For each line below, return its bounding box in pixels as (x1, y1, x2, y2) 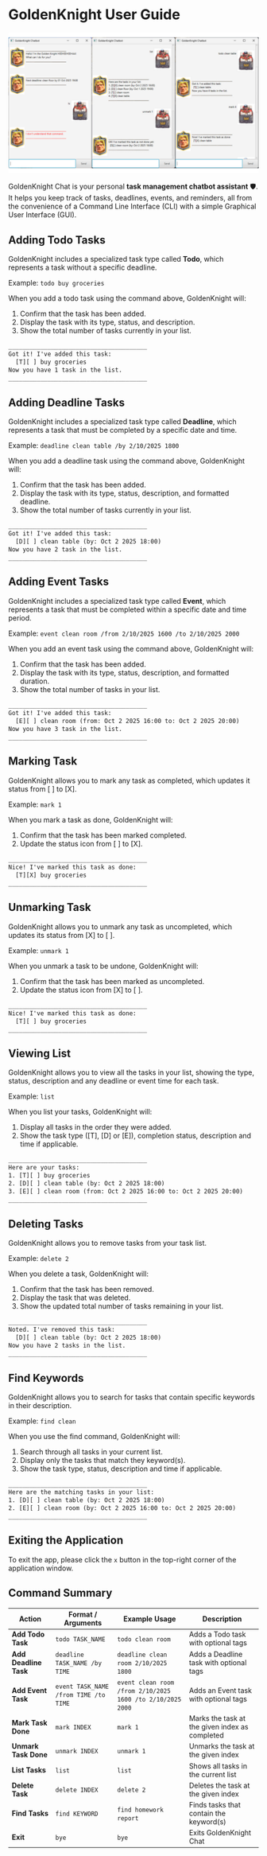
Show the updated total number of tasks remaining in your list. (19, 1302, 224, 1311)
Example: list (8, 1091, 55, 1101)
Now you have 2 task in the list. (8, 546, 123, 554)
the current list (188, 1769, 237, 1779)
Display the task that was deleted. (19, 1293, 131, 1302)
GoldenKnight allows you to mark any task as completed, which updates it (8, 776, 250, 785)
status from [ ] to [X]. (8, 784, 77, 793)
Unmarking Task (8, 901, 91, 914)
